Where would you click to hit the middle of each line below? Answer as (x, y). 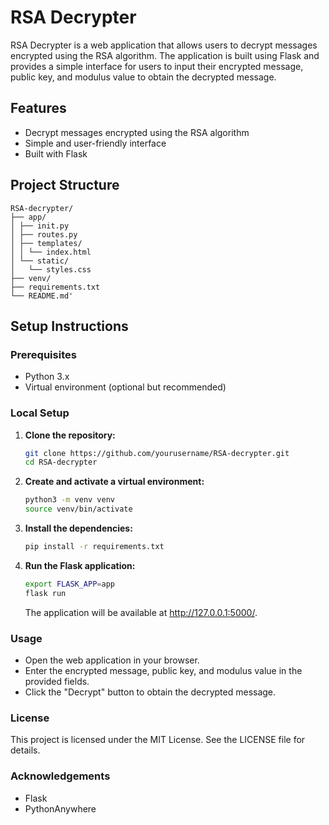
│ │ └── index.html (51, 252)
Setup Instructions (69, 326)
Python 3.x (47, 377)
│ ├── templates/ (46, 243)
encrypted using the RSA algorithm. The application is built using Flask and (165, 55)
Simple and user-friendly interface (95, 143)
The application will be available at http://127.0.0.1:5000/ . (141, 612)
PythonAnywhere (60, 808)
